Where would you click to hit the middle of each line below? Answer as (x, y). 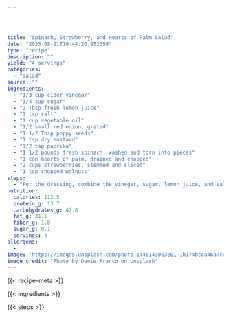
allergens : (23, 242)
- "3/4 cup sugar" (40, 101)
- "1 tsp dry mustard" (46, 139)
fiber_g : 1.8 (32, 223)
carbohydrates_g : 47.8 (46, 210)
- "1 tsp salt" (35, 114)
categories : (24, 69)
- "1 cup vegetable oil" (49, 121)
